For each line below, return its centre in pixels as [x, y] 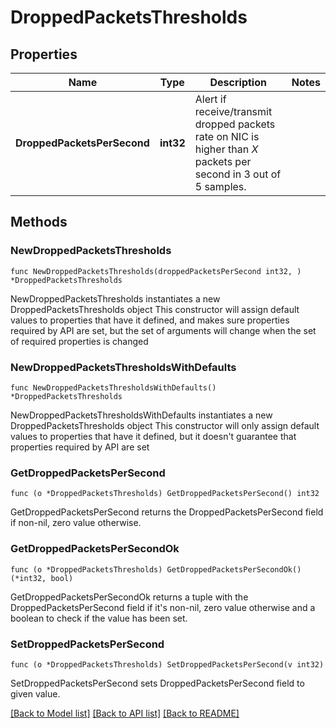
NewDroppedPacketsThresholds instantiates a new [115, 298]
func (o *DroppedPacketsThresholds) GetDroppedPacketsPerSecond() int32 [165, 494]
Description [238, 82]
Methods [39, 222]
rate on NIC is [227, 136]
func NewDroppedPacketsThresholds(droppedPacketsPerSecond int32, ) [156, 271]
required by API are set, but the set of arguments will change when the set [163, 330]
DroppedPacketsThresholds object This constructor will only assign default [165, 425]
